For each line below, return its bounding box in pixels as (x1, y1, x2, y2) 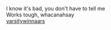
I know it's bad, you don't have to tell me (6, 5, 106, 12)
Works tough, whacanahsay (6, 11, 74, 18)
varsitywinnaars (6, 18, 46, 24)
